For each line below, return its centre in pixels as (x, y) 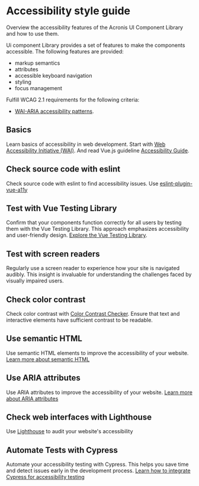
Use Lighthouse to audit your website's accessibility (70, 431)
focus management (38, 88)
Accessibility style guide (68, 11)
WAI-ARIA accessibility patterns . (54, 111)
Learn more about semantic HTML (48, 359)
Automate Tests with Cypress (62, 450)
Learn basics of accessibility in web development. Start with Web (86, 144)
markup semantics (37, 63)
